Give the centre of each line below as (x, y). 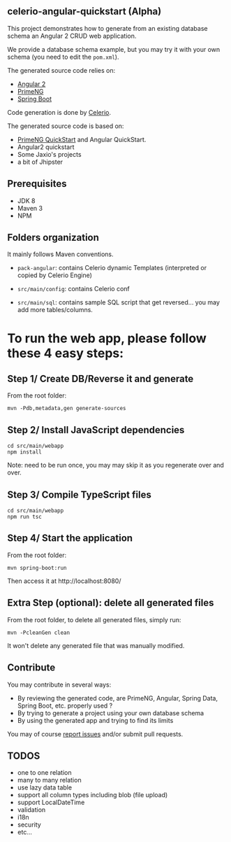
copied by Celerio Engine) (55, 275)
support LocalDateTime (51, 802)
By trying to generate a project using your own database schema (111, 713)
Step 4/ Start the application (70, 538)
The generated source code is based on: (66, 126)
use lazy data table (44, 787)
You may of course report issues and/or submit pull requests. (95, 734)
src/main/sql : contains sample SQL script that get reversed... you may (118, 302)
